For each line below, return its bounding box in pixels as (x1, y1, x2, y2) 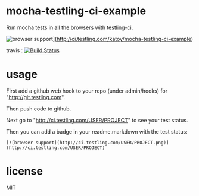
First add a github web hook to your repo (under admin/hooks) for (6, 87, 168, 94)
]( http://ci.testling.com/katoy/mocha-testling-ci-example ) (52, 35, 194, 42)
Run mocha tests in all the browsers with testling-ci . (6, 24, 133, 31)
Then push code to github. (6, 105, 71, 112)
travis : (6, 46, 23, 54)
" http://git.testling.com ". (6, 93, 66, 100)
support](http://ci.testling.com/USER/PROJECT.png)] (35, 140, 169, 146)
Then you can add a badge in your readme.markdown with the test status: (6, 128, 188, 135)
